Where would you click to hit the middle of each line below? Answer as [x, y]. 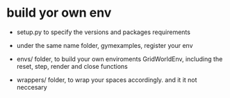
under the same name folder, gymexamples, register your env [105, 45]
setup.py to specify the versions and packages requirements [103, 32]
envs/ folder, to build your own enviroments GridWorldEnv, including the [120, 59]
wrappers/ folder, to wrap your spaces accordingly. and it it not [107, 80]
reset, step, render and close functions [72, 66]
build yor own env [59, 13]
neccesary [32, 87]
